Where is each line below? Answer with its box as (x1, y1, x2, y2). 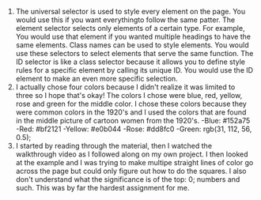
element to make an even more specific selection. (15, 74, 178, 83)
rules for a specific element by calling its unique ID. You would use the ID (15, 66, 254, 74)
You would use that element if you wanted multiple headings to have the (15, 32, 252, 41)
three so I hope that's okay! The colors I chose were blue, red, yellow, (15, 91, 243, 100)
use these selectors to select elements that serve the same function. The (15, 49, 254, 58)
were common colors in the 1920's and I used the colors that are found (15, 108, 247, 117)
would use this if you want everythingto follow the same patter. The (15, 15, 236, 25)
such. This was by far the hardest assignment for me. (15, 183, 190, 192)
